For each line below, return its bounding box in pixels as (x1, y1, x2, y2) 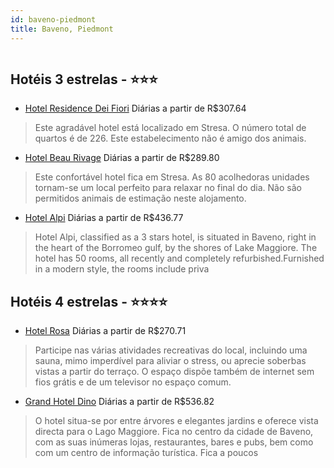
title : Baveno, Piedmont (10, 24, 114, 34)
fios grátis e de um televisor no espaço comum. (34, 376, 232, 388)
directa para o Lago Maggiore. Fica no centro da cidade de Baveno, (34, 426, 314, 438)
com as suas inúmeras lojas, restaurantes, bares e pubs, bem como (34, 436, 314, 448)
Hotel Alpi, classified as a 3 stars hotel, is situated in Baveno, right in (34, 231, 317, 243)
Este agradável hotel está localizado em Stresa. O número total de (34, 122, 307, 134)
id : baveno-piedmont (10, 14, 97, 25)
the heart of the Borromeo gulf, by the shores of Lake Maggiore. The (34, 242, 318, 254)
